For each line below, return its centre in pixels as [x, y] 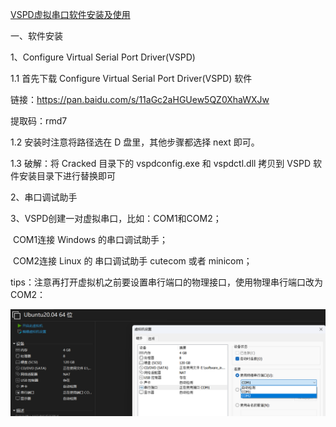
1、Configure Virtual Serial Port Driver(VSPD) [103, 57]
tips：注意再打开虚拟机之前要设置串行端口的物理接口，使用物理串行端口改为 [166, 282]
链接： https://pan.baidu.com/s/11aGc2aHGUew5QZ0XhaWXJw [140, 99]
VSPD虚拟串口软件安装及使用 [70, 14]
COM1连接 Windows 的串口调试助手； [90, 239]
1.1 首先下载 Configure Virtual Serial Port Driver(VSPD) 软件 [131, 78]
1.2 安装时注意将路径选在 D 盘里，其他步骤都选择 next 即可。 [135, 142]
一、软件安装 [36, 36]
